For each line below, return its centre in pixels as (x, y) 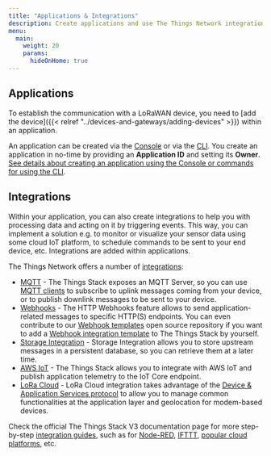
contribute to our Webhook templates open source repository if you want (141, 324)
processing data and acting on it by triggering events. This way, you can (128, 225)
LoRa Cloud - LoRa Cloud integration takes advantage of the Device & (136, 385)
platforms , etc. (32, 443)
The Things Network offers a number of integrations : (96, 266)
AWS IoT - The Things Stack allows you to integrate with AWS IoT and (136, 367)
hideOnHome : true (59, 61)
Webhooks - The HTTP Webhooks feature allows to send (115, 307)
